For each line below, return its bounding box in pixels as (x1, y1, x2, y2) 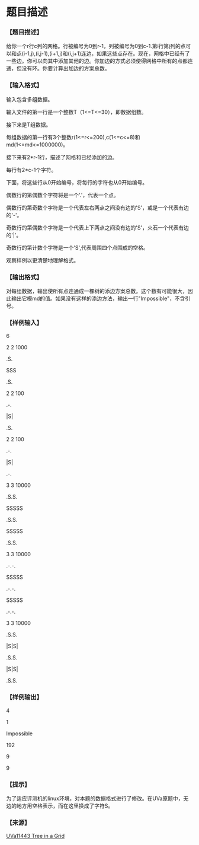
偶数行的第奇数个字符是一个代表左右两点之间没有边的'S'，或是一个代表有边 (6, 204, 190, 211)
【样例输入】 (6, 318, 43, 327)
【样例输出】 (6, 693, 43, 701)
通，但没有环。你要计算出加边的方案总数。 (6, 65, 110, 72)
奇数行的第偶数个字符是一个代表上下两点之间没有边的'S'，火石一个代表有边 (6, 224, 190, 231)
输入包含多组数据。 (6, 95, 53, 103)
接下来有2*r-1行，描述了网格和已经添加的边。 (6, 154, 118, 161)
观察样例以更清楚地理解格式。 (6, 256, 79, 264)
